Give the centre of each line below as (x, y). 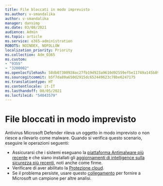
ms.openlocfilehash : (26, 73)
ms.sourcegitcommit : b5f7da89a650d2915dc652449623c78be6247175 (70, 77)
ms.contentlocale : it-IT (30, 86)
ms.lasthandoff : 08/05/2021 (33, 91)
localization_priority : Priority (39, 50)
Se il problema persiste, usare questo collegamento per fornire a (76, 173)
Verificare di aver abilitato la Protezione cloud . (58, 168)
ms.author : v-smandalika (30, 14)
